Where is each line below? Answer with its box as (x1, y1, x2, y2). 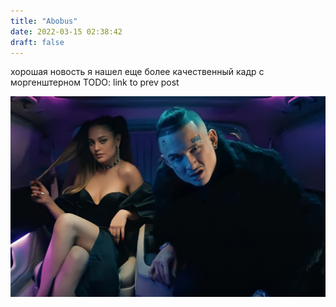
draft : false (10, 37, 65, 47)
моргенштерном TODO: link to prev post (10, 76, 180, 89)
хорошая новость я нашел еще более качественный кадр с (10, 66, 265, 78)
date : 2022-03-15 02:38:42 (10, 26, 123, 37)
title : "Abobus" (10, 16, 78, 26)
